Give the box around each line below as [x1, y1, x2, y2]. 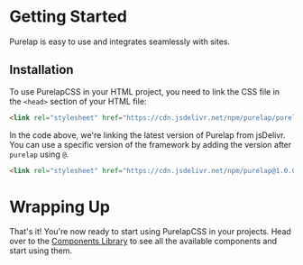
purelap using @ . [9, 149, 69, 160]
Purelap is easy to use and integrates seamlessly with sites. [9, 36, 231, 47]
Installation [9, 62, 74, 78]
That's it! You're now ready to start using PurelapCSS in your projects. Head [9, 226, 291, 237]
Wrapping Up [9, 196, 111, 217]
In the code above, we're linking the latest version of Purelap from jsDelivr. [9, 129, 286, 141]
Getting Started [9, 6, 128, 27]
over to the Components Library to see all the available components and [9, 236, 278, 247]
